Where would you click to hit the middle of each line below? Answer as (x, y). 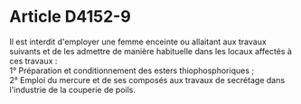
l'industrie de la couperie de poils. (72, 90)
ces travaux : (33, 61)
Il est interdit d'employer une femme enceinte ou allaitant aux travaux (138, 42)
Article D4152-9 (70, 17)
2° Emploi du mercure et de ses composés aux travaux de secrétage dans (147, 80)
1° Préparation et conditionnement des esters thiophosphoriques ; (132, 71)
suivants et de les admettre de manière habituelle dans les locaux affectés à (150, 51)
